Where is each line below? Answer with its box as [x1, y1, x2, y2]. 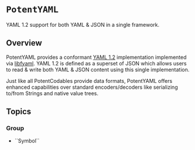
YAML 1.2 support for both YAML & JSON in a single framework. [6, 21, 159, 28]
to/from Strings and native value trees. [6, 89, 99, 97]
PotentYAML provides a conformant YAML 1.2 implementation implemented [6, 54, 187, 61]
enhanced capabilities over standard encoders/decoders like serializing [6, 83, 178, 90]
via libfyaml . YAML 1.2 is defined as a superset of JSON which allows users [6, 60, 187, 67]
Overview [6, 38, 43, 48]
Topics [6, 107, 32, 117]
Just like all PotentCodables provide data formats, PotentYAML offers [6, 77, 173, 84]
